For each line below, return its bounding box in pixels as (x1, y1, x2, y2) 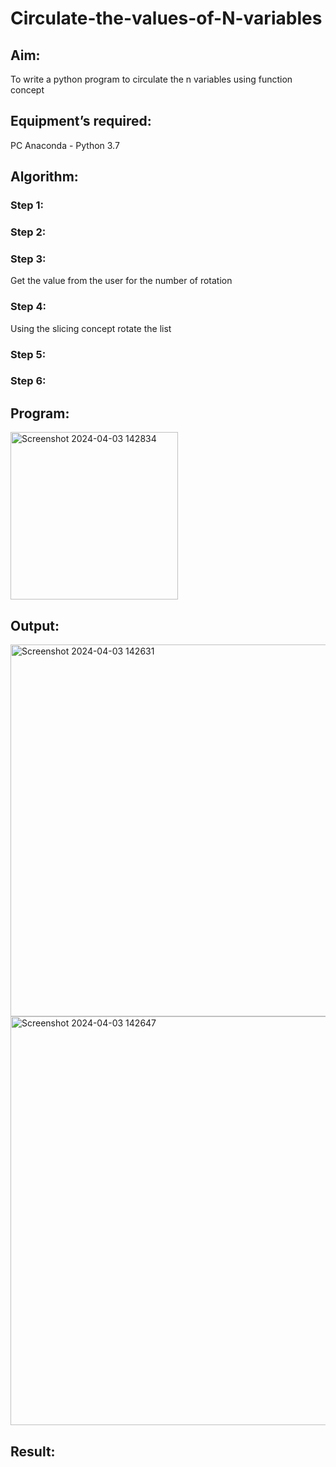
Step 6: (10, 374, 47, 388)
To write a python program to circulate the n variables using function (10, 73, 293, 85)
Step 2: (10, 225, 47, 239)
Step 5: (10, 347, 47, 361)
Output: (10, 617, 60, 634)
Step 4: (10, 300, 47, 314)
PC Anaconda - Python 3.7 (10, 139, 120, 151)
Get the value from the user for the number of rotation (10, 275, 233, 287)
